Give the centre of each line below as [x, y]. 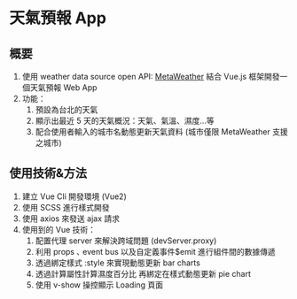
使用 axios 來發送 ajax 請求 [70, 218]
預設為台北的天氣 [66, 110]
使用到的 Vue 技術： [59, 229]
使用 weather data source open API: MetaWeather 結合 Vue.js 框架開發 [151, 77]
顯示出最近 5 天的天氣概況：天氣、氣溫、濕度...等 [125, 121]
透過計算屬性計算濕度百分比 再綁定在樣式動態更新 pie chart [143, 273]
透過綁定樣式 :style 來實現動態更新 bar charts [118, 263]
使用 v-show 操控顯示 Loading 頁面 [99, 285]
